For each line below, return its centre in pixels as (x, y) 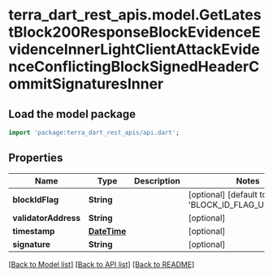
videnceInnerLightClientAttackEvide (134, 50)
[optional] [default (223, 194)
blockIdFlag (36, 199)
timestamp (34, 231)
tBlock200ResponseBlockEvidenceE (135, 32)
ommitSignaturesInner (86, 84)
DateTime (107, 231)
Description (157, 180)
